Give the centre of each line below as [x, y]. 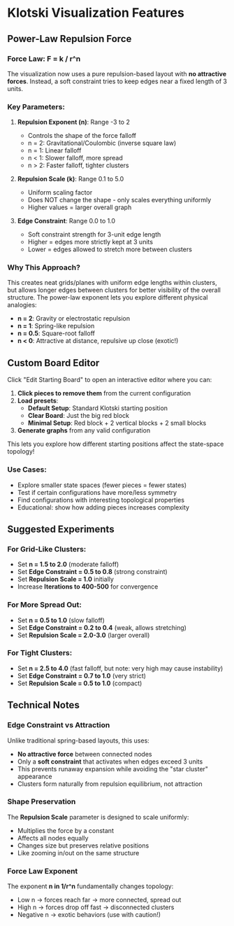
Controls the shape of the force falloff [82, 136]
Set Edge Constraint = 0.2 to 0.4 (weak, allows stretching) [102, 627]
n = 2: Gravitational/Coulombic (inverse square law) [102, 143]
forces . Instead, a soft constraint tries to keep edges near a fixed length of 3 [117, 81]
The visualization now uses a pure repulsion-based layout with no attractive [117, 73]
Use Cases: [27, 470]
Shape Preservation [42, 801]
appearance [35, 776]
